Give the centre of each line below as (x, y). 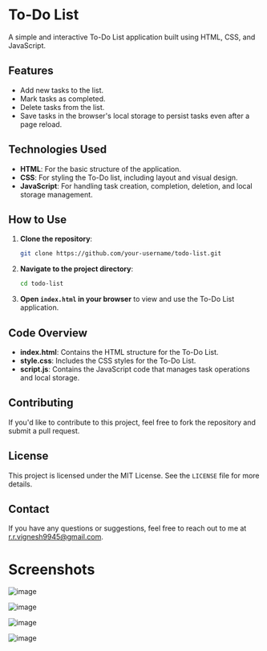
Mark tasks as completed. (63, 99)
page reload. (41, 124)
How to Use (38, 220)
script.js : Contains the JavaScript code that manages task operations (135, 369)
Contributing (41, 403)
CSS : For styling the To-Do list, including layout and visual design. (129, 177)
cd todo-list (42, 284)
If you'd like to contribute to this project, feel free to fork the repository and (132, 422)
